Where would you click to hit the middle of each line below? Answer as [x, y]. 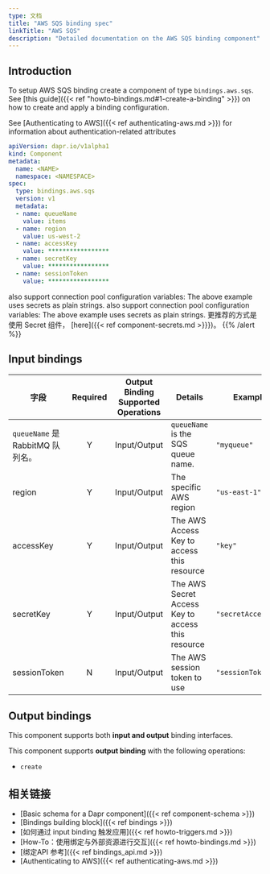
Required [90, 397]
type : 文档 [25, 16]
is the [181, 433]
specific [186, 487]
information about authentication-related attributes [92, 132]
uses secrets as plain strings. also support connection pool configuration [129, 305]
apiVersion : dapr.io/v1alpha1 [59, 147]
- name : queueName [47, 213]
